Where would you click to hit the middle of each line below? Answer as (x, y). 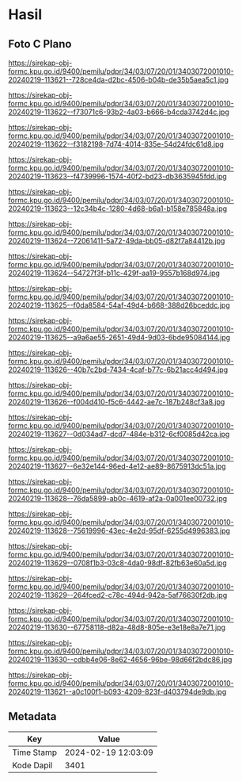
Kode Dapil (32, 765)
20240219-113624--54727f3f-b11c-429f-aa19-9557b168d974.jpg (114, 273)
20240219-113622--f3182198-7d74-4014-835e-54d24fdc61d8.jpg (116, 144)
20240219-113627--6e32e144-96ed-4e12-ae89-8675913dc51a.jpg (117, 466)
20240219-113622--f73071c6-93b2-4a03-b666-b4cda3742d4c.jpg (119, 112)
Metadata (32, 716)
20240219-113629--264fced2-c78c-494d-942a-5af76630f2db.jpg (118, 595)
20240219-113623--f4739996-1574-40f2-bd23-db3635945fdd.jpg (117, 176)
